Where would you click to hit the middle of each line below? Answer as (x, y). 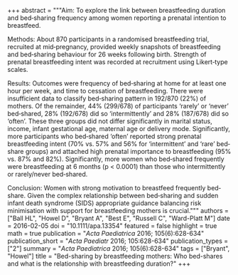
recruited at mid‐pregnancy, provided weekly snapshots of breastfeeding (114, 47)
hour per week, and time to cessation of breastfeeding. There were (106, 91)
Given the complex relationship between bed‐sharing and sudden (123, 196)
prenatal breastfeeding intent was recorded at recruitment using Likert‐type (118, 62)
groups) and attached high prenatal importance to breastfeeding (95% (128, 151)
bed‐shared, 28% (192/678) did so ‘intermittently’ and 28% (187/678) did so (118, 114)
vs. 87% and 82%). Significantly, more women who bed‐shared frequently (116, 159)
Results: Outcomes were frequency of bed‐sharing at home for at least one (117, 83)
